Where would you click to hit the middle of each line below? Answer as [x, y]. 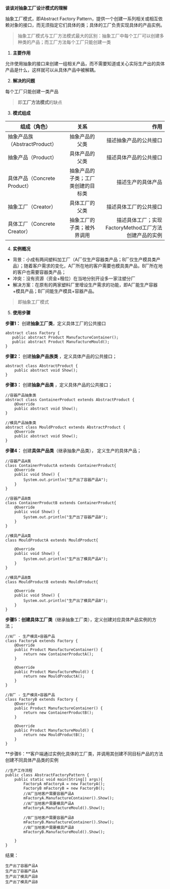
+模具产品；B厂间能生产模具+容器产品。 [55, 291]
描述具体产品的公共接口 [134, 157]
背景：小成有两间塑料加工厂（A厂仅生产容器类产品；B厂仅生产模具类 [84, 259]
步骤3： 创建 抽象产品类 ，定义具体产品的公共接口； [59, 385]
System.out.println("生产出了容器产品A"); [66, 480]
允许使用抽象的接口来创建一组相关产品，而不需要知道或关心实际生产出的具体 [85, 64]
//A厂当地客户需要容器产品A [49, 794]
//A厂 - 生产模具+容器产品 [30, 636]
